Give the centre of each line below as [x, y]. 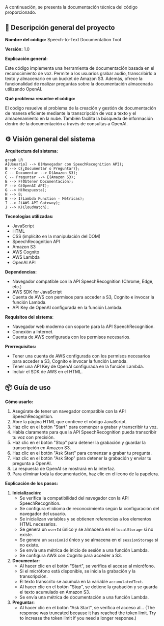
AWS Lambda [26, 257]
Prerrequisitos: [21, 346]
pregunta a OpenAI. [32, 463]
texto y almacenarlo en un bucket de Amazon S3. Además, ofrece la [74, 79]
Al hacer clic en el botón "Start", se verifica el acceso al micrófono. [87, 566]
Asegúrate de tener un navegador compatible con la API [69, 411]
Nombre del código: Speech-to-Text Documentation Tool [63, 39]
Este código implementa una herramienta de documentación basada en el [80, 68]
